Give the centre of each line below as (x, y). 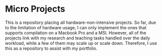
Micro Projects (35, 9)
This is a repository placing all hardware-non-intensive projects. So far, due (81, 22)
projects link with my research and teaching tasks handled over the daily (78, 38)
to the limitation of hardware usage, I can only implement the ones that (76, 27)
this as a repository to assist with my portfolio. (51, 48)
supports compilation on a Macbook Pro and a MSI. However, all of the (76, 33)
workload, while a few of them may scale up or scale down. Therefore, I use (81, 43)
